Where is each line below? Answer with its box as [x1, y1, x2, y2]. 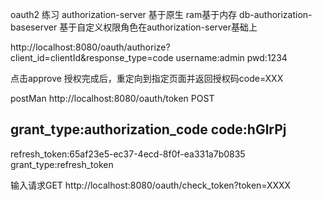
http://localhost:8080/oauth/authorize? [10, 41, 171, 53]
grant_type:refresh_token [10, 158, 114, 170]
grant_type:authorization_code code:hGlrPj [10, 121, 287, 138]
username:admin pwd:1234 [175, 52, 288, 63]
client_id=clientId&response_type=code [10, 52, 174, 63]
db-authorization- [239, 9, 313, 20]
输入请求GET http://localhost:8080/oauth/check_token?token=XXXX [10, 179, 292, 191]
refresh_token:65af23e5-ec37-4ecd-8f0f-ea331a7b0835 [10, 148, 246, 160]
